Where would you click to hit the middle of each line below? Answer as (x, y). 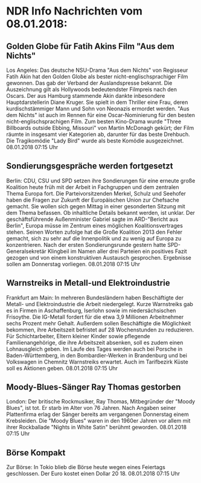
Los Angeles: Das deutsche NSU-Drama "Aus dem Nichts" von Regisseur (97, 70)
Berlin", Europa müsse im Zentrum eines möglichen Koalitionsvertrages (94, 225)
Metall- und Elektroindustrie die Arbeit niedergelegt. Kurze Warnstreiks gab (100, 304)
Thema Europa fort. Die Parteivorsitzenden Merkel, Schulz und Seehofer (96, 193)
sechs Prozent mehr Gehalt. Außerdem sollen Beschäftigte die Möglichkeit (99, 323)
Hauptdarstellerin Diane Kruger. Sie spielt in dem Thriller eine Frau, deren (97, 102)
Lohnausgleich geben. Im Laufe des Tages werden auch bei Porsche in (94, 349)
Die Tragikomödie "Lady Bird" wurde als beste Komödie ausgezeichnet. (95, 141)
